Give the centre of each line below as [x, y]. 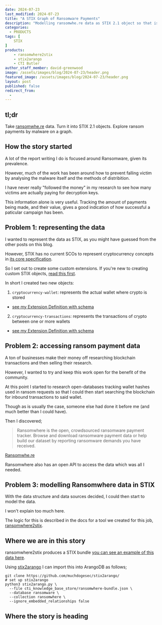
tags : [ [13, 37]
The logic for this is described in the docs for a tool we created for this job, [79, 520]
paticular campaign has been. [34, 212]
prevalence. [17, 163]
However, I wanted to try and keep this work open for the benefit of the [75, 372]
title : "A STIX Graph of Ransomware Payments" [53, 18]
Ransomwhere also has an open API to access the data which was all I [75, 464]
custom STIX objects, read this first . [40, 273]
